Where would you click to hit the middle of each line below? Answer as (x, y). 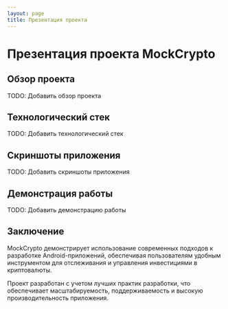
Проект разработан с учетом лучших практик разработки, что (99, 283)
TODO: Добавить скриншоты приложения (68, 172)
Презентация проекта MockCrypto (111, 54)
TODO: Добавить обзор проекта (54, 95)
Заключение (36, 232)
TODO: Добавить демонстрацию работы (67, 209)
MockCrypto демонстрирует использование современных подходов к (110, 248)
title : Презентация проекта (47, 20)
